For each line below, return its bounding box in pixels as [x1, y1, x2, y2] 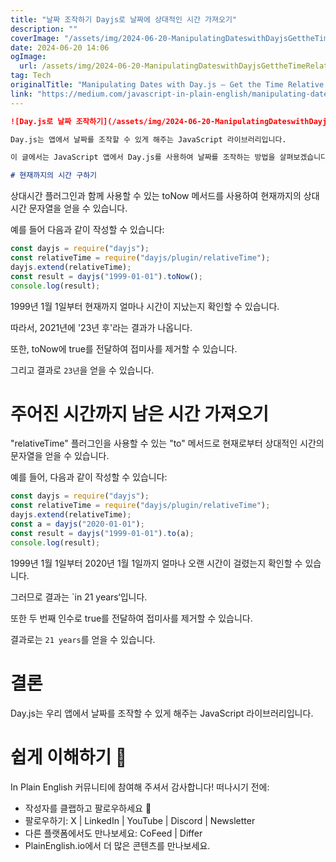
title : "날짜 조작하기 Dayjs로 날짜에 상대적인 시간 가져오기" [10, 14, 237, 25]
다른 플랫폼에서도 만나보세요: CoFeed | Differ [24, 827, 203, 839]
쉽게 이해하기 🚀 [10, 746, 128, 768]
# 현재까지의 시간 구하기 [10, 171, 98, 181]
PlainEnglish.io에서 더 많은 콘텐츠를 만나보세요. [24, 839, 211, 851]
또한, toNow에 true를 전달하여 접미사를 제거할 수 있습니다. [10, 342, 238, 355]
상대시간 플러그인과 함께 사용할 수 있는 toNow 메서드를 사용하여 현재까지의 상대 [10, 190, 320, 202]
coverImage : [10, 33, 60, 43]
